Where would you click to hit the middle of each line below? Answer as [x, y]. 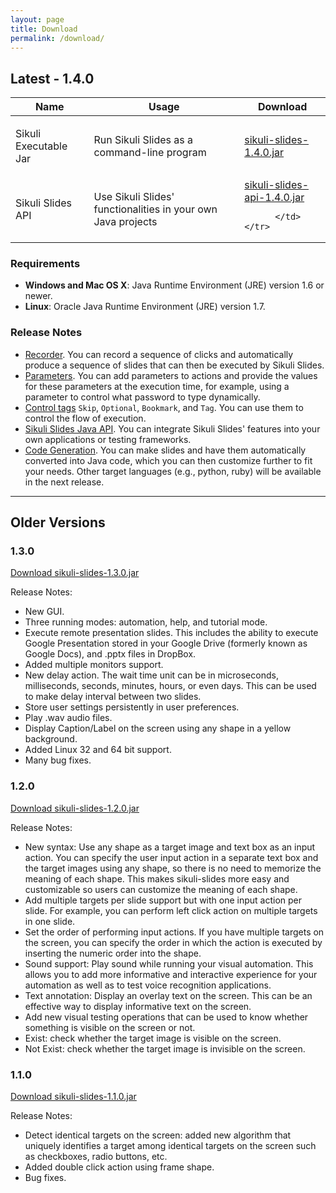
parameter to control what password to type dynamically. [142, 397]
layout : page [37, 19]
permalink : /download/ [57, 38]
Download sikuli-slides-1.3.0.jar [75, 573]
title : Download [44, 29]
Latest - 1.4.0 [52, 78]
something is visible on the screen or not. [110, 1027]
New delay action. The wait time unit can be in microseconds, [151, 675]
